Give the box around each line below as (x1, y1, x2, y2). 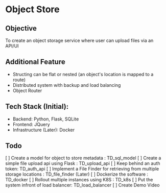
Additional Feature (5, 58, 65, 66)
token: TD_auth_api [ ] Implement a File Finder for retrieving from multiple (5, 166, 159, 172)
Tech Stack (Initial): (5, 102, 69, 111)
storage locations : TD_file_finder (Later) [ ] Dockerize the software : (5, 171, 149, 177)
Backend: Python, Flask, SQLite (12, 116, 79, 122)
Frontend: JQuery (12, 121, 50, 127)
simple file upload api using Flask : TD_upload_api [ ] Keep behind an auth (5, 160, 160, 166)
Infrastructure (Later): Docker (12, 127, 75, 133)
